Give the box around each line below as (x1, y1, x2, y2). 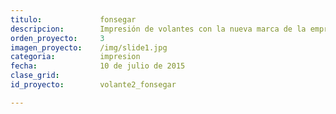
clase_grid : (10, 71, 60, 81)
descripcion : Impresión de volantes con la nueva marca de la (10, 24, 307, 34)
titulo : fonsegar (10, 14, 137, 25)
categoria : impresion (10, 52, 141, 62)
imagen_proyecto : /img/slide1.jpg (10, 42, 168, 53)
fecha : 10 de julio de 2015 (10, 61, 186, 71)
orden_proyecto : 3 (10, 33, 105, 43)
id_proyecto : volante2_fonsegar (10, 80, 177, 90)
